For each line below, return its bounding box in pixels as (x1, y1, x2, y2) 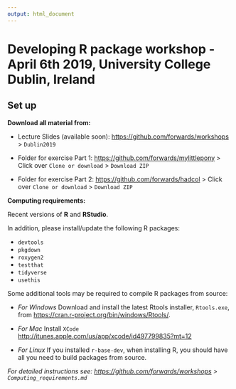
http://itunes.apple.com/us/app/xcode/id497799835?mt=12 (17, 331, 192, 340)
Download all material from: (7, 118, 91, 127)
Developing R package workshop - (7, 41, 215, 57)
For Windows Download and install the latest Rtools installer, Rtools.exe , (17, 303, 230, 311)
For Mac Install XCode (17, 324, 80, 333)
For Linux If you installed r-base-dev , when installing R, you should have (17, 346, 229, 354)
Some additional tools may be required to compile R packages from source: (7, 289, 228, 297)
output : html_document (7, 10, 75, 18)
